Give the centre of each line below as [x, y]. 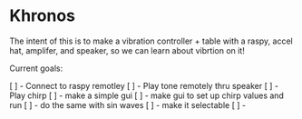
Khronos [42, 16]
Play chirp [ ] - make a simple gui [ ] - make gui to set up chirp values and [146, 95]
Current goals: [36, 68]
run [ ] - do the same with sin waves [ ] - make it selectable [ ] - [128, 104]
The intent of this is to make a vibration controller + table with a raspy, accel [151, 41]
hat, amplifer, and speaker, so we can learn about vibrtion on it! [127, 50]
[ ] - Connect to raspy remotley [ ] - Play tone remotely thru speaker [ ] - [144, 85]
